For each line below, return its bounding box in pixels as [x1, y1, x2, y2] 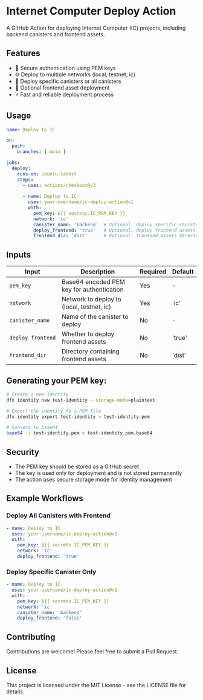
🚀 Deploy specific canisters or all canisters [14, 77, 121, 85]
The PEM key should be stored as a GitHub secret [14, 463, 139, 470]
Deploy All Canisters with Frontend [6, 511, 111, 520]
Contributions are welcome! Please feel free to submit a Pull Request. [6, 648, 179, 655]
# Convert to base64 [6, 425, 59, 431]
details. [6, 688, 25, 695]
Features [6, 48, 40, 59]
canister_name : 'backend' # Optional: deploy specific [33, 221, 177, 227]
